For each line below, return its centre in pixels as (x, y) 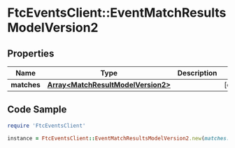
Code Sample (37, 110)
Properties (31, 53)
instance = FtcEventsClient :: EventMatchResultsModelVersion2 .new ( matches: (119, 138)
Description (197, 73)
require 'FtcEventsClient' (47, 126)
